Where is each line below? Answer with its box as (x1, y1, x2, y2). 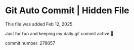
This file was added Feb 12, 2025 (5, 21, 73, 27)
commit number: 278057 (5, 40, 55, 46)
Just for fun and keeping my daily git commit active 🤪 (5, 30, 114, 36)
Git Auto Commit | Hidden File (5, 5, 130, 16)
